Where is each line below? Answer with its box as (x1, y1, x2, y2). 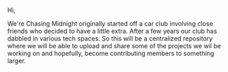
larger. (7, 57, 26, 65)
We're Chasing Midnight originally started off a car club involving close (7, 20, 214, 27)
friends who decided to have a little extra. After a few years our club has (7, 27, 217, 35)
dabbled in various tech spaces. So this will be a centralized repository (7, 34, 213, 43)
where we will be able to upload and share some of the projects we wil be (7, 42, 221, 50)
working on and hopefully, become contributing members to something (7, 49, 215, 57)
